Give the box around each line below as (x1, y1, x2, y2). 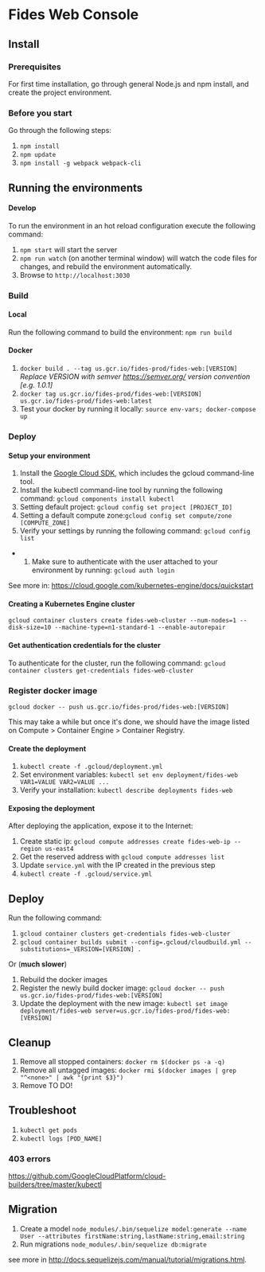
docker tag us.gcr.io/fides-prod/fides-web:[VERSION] (19, 390, 202, 399)
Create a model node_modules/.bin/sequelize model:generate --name (19, 1223, 247, 1233)
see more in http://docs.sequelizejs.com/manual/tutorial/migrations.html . (8, 1254, 247, 1264)
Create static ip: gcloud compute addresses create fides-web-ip (19, 837, 231, 846)
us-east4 (45, 845, 74, 853)
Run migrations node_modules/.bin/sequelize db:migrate (19, 1239, 207, 1249)
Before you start (8, 107, 72, 119)
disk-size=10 (8, 623, 52, 632)
